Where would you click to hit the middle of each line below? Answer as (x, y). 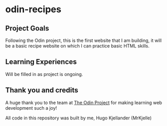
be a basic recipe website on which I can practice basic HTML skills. (77, 46)
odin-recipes (33, 9)
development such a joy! (31, 108)
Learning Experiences (41, 62)
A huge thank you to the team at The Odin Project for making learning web (84, 103)
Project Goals (27, 28)
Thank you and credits (42, 90)
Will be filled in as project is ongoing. (44, 74)
